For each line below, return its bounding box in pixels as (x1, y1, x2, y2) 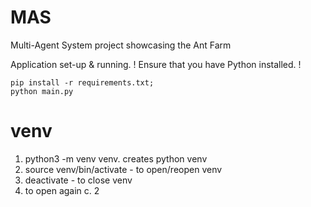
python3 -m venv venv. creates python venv (24, 152, 208, 165)
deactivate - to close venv (24, 174, 133, 186)
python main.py (10, 86, 74, 96)
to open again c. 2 (24, 184, 100, 196)
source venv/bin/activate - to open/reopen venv (24, 163, 223, 175)
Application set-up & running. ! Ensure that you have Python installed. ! (10, 58, 302, 70)
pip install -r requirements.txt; (10, 77, 155, 88)
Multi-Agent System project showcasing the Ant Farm (10, 39, 232, 51)
